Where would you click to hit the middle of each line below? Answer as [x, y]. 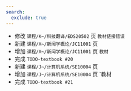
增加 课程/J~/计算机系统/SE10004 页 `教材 [63, 74]
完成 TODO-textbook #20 [44, 59]
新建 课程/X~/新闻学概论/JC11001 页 [56, 43]
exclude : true [29, 18]
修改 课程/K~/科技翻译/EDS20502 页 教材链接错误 [69, 36]
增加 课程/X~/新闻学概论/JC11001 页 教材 [61, 51]
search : [15, 12]
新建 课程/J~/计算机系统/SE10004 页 [56, 66]
